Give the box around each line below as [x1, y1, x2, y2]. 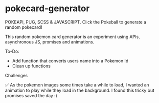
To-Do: [5, 48, 20, 54]
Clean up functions [12, 63, 51, 69]
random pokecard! [5, 24, 43, 30]
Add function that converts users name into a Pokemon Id [12, 58, 129, 63]
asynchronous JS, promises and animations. [5, 39, 94, 44]
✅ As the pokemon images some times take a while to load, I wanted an [5, 82, 149, 88]
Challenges [5, 72, 28, 78]
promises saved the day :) [5, 92, 57, 98]
